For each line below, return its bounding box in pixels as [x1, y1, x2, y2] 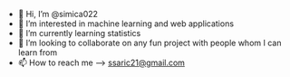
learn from [17, 47, 57, 58]
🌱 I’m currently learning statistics [17, 28, 141, 38]
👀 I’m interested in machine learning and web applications [17, 18, 234, 29]
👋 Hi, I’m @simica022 [17, 9, 98, 19]
